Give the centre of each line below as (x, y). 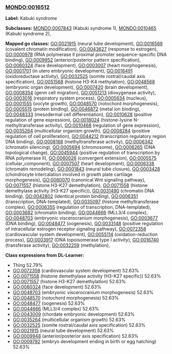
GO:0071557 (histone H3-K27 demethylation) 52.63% (69, 282)
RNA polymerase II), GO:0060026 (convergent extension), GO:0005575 (81, 158)
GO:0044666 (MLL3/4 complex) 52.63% (56, 309)
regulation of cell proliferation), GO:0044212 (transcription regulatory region (86, 136)
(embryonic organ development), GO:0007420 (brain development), (77, 87)
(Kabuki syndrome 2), (28, 34)
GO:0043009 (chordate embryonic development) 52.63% (74, 314)
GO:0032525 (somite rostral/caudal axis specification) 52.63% (79, 325)
